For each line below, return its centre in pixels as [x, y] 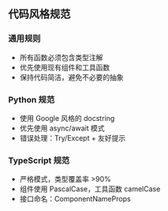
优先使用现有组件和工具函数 [65, 67]
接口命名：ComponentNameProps [75, 199]
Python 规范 [32, 100]
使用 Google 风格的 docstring [67, 118]
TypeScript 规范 [39, 160]
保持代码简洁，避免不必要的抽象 [71, 77]
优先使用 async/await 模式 [62, 128]
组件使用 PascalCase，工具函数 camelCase [90, 189]
